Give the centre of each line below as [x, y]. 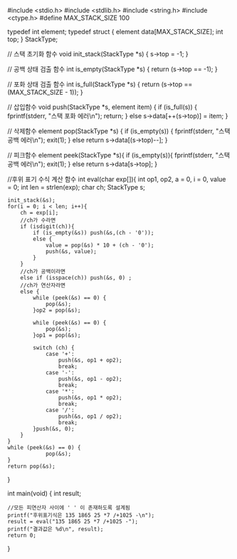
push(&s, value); [71, 252]
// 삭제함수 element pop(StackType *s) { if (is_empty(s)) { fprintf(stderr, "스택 [119, 131]
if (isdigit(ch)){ [47, 227]
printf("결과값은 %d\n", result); [56, 529]
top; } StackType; [33, 39]
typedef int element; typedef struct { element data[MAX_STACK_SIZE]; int [115, 32]
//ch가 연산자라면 [43, 285]
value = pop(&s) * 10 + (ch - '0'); [100, 245]
